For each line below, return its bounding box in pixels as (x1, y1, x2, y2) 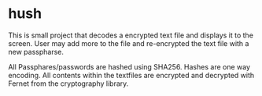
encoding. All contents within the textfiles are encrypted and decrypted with (8, 70, 255, 80)
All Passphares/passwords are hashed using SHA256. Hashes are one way (8, 62, 250, 71)
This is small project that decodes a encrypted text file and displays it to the (8, 30, 254, 40)
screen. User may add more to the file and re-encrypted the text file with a (8, 38, 249, 48)
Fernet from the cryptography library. (8, 79, 129, 88)
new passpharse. (8, 47, 65, 56)
